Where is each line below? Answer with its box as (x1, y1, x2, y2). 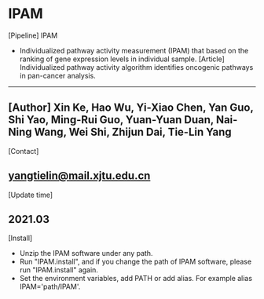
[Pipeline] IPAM (8, 31, 58, 40)
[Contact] (8, 146, 39, 155)
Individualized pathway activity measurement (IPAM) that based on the (19, 46, 249, 55)
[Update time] (8, 190, 53, 199)
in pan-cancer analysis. (19, 71, 96, 80)
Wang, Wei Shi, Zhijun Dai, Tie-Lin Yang (34, 126, 232, 139)
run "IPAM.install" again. (19, 265, 98, 275)
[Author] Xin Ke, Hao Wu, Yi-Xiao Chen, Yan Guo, (8, 101, 254, 115)
